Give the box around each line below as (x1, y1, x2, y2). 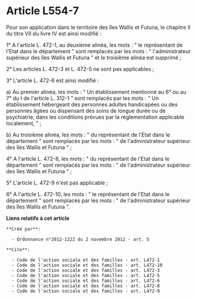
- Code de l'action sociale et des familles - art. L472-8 (11, 282, 160, 289)
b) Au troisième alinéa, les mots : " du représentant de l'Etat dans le (6, 131, 170, 138)
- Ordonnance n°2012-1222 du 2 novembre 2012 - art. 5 (11, 236, 150, 242)
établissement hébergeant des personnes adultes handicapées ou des (6, 100, 178, 108)
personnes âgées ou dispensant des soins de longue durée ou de (6, 107, 166, 114)
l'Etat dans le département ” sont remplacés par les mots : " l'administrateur (6, 47, 191, 54)
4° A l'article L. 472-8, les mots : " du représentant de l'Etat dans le (6, 155, 170, 162)
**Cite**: (6, 246, 31, 252)
